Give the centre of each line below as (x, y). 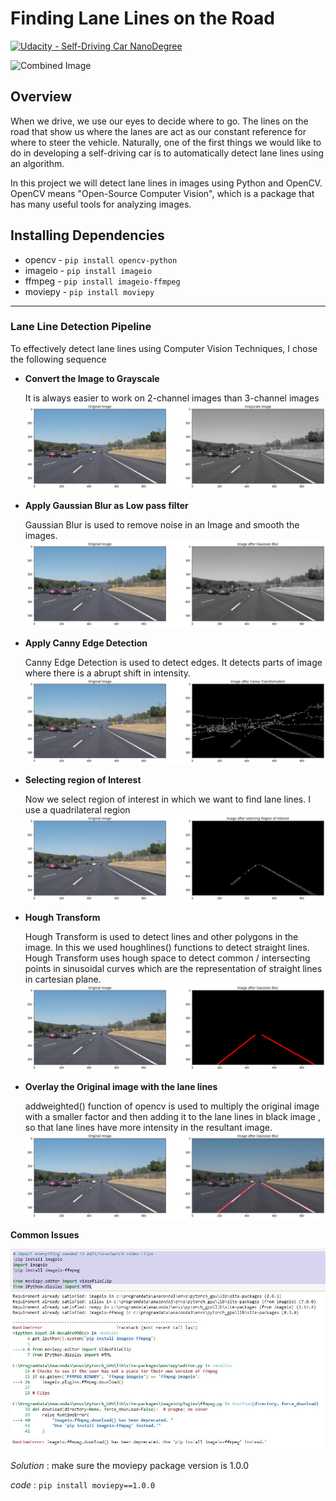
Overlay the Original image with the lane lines (121, 1087)
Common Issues (45, 1235)
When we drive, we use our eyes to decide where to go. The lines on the (159, 121)
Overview (41, 97)
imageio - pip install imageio (88, 270)
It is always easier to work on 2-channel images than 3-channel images (172, 398)
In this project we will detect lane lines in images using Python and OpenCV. (166, 183)
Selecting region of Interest (83, 780)
